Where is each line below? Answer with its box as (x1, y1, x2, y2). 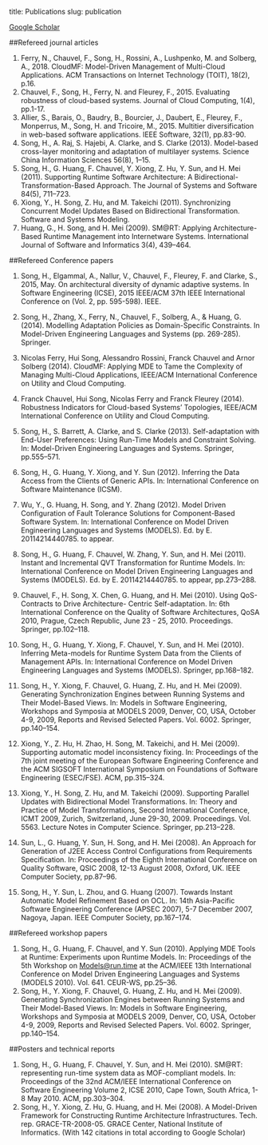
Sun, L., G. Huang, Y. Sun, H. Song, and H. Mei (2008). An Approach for (20, 838, 257, 847)
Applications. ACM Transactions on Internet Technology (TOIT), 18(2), (20, 70, 250, 79)
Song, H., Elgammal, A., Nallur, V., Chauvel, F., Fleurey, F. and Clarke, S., (20, 271, 258, 281)
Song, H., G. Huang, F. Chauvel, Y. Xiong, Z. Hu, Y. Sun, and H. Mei (20, 164, 242, 173)
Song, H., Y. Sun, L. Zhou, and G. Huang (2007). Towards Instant (20, 888, 234, 896)
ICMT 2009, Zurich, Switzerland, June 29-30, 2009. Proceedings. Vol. (20, 814, 252, 823)
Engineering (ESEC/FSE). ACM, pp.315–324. (20, 773, 165, 782)
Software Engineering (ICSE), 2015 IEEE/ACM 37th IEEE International (20, 288, 246, 297)
